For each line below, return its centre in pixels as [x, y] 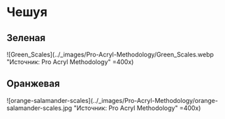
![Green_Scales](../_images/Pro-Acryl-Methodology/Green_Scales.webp [110, 54]
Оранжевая [33, 84]
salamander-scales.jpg [39, 108]
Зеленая [26, 38]
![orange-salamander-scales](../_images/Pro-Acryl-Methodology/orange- [112, 100]
